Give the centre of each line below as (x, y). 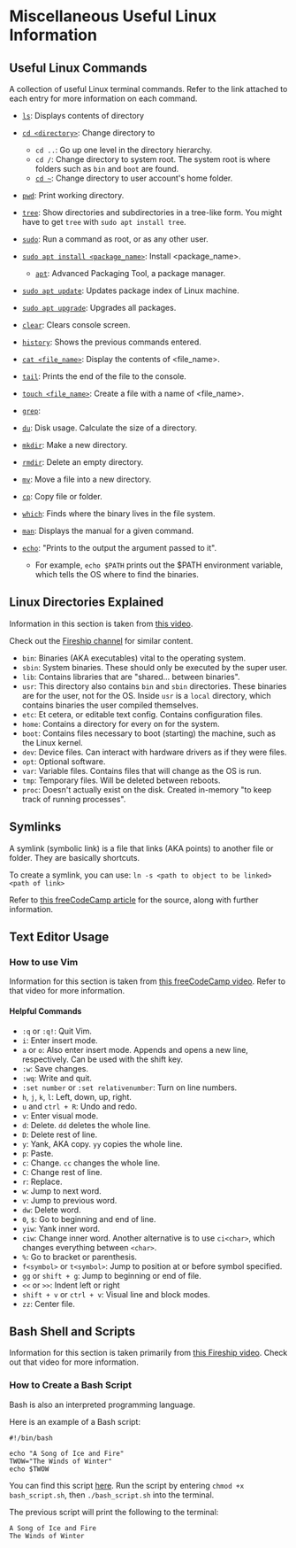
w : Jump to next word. (61, 1191)
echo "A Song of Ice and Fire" (67, 1453)
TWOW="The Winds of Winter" (61, 1461)
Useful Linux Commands (78, 68)
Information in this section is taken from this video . (101, 623)
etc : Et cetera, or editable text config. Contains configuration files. (142, 714)
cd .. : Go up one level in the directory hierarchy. (124, 150)
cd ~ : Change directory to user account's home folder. (134, 178)
